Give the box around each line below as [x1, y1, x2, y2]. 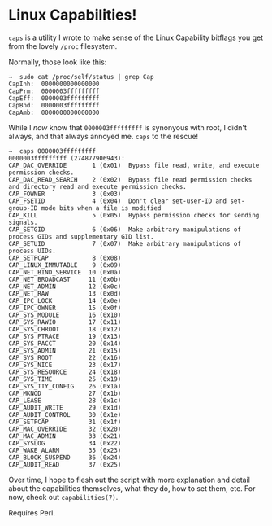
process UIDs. [8, 247, 57, 255]
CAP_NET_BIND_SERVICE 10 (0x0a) [8, 268, 122, 276]
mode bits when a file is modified [41, 204, 162, 213]
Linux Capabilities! [8, 6, 137, 24]
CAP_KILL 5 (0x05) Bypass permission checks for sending [8, 211, 260, 219]
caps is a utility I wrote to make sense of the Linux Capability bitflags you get [8, 33, 264, 42]
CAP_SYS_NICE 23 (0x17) [8, 361, 122, 369]
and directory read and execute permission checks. [8, 182, 187, 191]
